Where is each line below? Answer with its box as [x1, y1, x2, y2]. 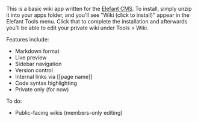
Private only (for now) [14, 86, 69, 93]
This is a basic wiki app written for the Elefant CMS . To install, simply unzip [6, 5, 192, 12]
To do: [6, 97, 22, 105]
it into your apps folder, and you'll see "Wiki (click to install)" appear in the [6, 11, 190, 19]
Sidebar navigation [14, 60, 62, 67]
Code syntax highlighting [14, 79, 77, 87]
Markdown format [14, 47, 60, 55]
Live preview [14, 54, 47, 61]
